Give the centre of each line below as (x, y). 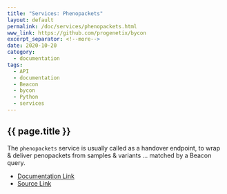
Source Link (34, 183)
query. (16, 162)
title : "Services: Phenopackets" (55, 13)
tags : (15, 65)
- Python (26, 97)
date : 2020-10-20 (32, 46)
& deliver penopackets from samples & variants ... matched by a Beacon (109, 155)
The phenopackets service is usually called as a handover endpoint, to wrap (114, 148)
